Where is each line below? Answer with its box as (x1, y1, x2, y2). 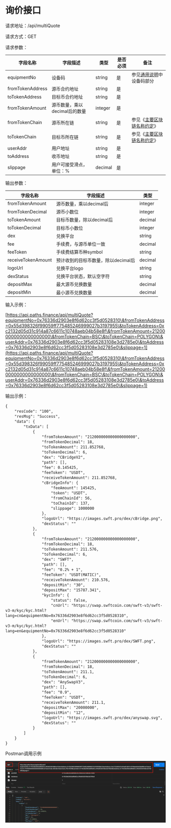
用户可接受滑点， (51, 161, 88, 168)
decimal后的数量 (51, 108, 87, 114)
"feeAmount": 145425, (50, 486, 97, 491)
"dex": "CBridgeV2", (41, 455, 85, 460)
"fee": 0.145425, (41, 465, 79, 470)
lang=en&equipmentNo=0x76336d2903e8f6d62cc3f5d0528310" (5, 629, 126, 634)
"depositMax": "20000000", (41, 705, 99, 711)
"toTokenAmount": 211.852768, (41, 445, 106, 450)
